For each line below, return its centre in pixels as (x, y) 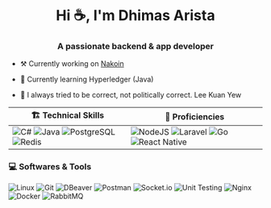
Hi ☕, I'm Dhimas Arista (135, 16)
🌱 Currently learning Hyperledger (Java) (87, 79)
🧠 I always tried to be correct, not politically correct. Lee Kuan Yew (131, 95)
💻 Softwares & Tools (50, 167)
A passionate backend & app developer (135, 47)
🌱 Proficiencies (194, 116)
